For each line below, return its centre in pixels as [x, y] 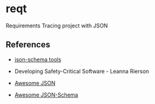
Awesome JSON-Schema [46, 95]
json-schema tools [38, 59]
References [28, 45]
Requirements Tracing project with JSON [57, 26]
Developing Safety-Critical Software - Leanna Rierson [82, 71]
